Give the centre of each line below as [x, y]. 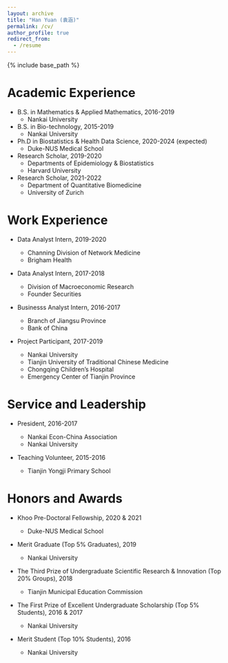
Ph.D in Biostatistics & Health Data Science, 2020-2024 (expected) [112, 141]
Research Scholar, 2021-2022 [59, 178]
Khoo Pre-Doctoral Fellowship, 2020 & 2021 [79, 518]
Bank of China [48, 328]
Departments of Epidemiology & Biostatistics [91, 163]
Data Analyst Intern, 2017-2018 [61, 273]
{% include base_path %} [43, 65]
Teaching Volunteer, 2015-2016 [61, 457]
